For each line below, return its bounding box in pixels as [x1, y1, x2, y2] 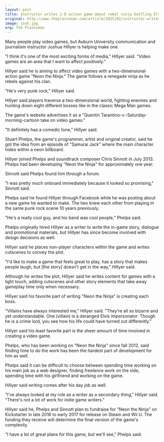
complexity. [5, 422, 28, 428]
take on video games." [41, 117, 85, 123]
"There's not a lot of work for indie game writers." [5, 397, 105, 403]
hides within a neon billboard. [5, 147, 64, 153]
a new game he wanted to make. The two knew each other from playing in [5, 200, 154, 206]
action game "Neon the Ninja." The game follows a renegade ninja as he [5, 73, 150, 79]
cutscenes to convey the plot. [5, 249, 65, 255]
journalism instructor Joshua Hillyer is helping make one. [5, 44, 119, 50]
